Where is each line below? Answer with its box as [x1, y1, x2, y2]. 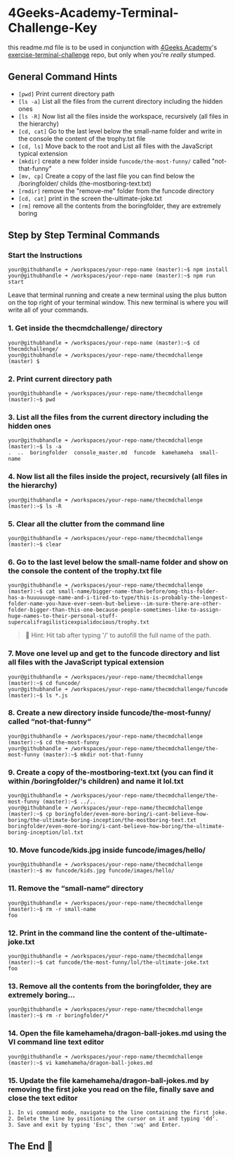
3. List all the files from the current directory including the [8, 412, 209, 422]
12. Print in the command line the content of [8, 928, 160, 938]
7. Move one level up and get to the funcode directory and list [8, 648, 220, 658]
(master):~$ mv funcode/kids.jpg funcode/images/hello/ [8, 867, 175, 875]
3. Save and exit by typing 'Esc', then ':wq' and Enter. [8, 1121, 181, 1128]
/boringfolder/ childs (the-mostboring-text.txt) [18, 179, 152, 188]
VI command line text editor [8, 1037, 105, 1047]
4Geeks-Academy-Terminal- [8, 5, 180, 21]
